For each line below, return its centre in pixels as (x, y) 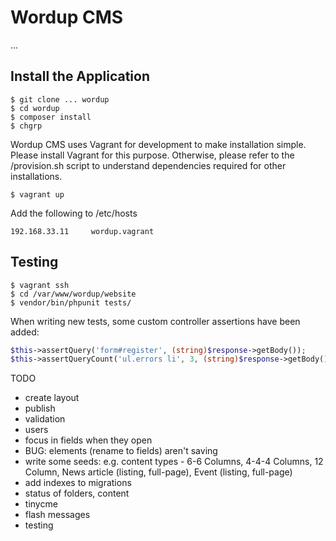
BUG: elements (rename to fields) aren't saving (121, 451)
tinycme (41, 504)
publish (40, 408)
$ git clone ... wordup (60, 99)
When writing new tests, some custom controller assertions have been (155, 321)
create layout (52, 398)
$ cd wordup (35, 108)
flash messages (57, 515)
